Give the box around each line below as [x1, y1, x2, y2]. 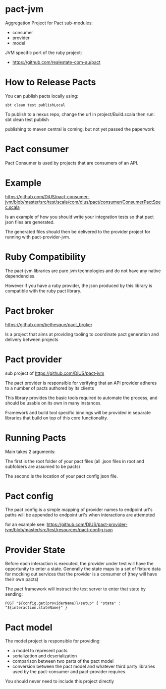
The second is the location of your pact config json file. [5, 473, 118, 479]
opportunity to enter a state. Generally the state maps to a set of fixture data [5, 566, 161, 572]
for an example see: [5, 521, 46, 527]
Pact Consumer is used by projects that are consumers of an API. [5, 160, 139, 166]
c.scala [5, 204, 20, 210]
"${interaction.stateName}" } [5, 605, 68, 610]
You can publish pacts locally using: [5, 93, 78, 99]
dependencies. [5, 273, 36, 279]
